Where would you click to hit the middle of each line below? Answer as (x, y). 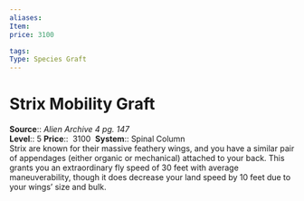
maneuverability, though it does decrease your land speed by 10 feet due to (150, 177)
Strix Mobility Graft (82, 104)
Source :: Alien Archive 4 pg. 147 (69, 129)
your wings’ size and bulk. (58, 187)
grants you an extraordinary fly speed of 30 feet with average (124, 167)
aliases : (26, 18)
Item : (19, 26)
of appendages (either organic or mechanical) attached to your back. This (147, 158)
